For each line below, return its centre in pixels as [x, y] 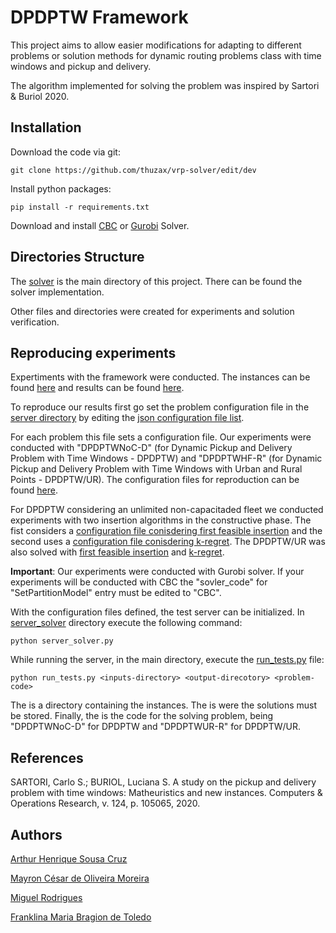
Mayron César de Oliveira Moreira [80, 878]
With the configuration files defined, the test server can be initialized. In [157, 612]
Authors [36, 834]
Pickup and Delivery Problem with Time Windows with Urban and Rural [156, 469]
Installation [46, 127]
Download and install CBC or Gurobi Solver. [100, 225]
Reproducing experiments [93, 352]
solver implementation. [57, 292]
